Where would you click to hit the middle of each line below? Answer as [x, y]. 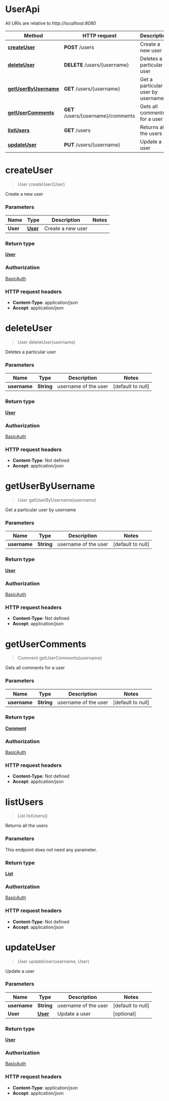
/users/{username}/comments [99, 116]
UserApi [23, 9]
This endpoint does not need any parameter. [51, 849]
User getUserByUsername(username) [57, 500]
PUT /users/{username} [92, 144]
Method [33, 35]
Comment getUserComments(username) [60, 658]
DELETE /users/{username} [96, 65]
